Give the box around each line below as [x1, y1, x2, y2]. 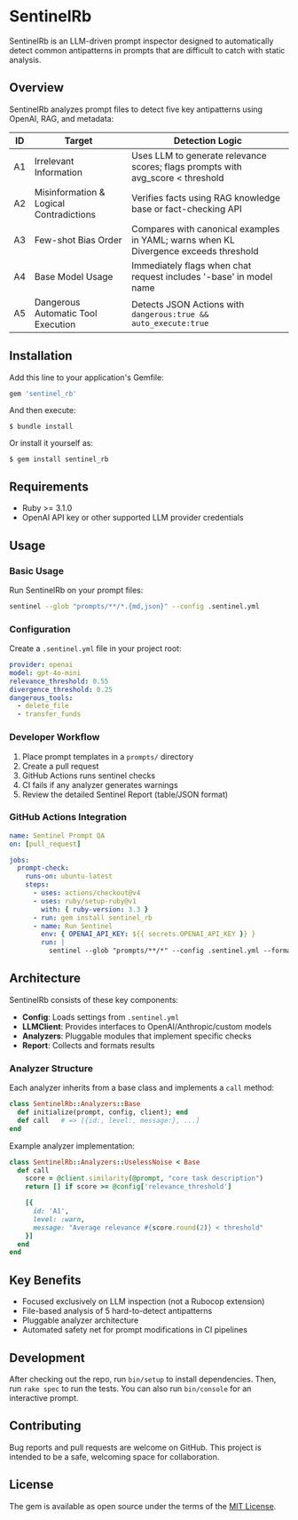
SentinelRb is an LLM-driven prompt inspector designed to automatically [9, 36, 274, 46]
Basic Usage [9, 564, 65, 577]
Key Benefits [9, 1272, 82, 1287]
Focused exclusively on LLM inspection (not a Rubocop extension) [21, 1296, 265, 1307]
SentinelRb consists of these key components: [9, 994, 179, 1005]
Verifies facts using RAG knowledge [131, 191, 281, 203]
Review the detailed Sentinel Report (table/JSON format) [21, 789, 229, 800]
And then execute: [9, 405, 76, 416]
